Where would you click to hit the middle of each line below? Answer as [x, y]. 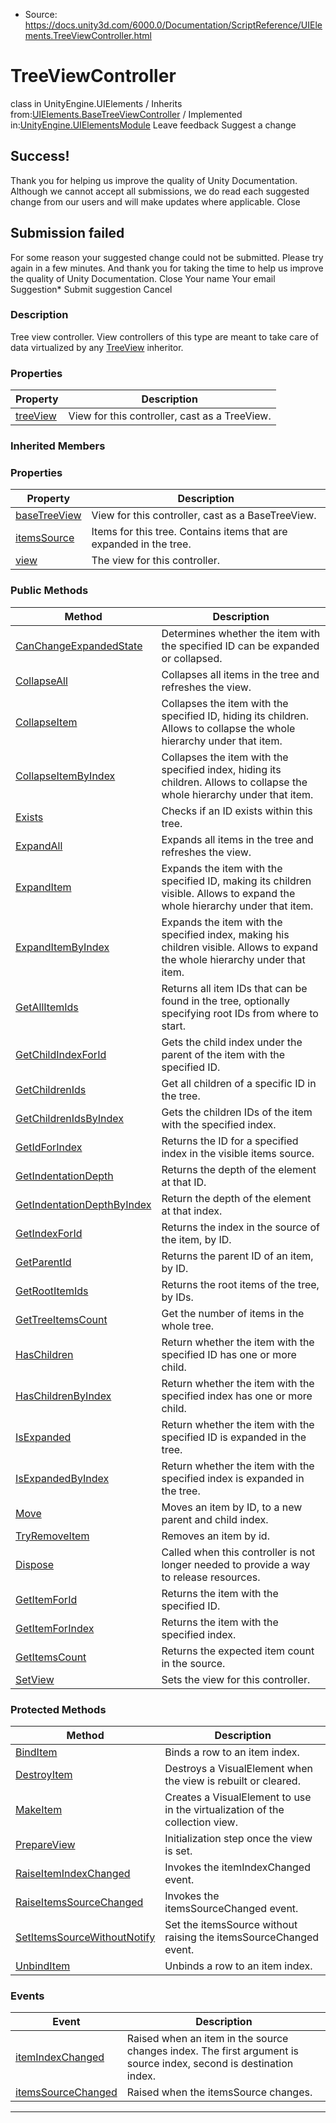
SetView [35, 1679]
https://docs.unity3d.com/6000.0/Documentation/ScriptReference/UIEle [173, 25]
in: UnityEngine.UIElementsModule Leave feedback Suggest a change [153, 125]
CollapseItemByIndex [65, 776]
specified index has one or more [237, 1396]
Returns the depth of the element [239, 1169]
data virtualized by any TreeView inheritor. [97, 347]
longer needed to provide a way [236, 1564]
